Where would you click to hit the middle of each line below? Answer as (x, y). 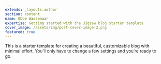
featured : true (20, 32)
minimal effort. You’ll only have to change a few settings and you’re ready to (81, 51)
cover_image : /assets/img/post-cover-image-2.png (56, 28)
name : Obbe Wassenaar (27, 18)
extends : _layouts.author (31, 9)
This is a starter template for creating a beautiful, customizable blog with (77, 46)
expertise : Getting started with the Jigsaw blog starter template (74, 23)
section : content (22, 14)
